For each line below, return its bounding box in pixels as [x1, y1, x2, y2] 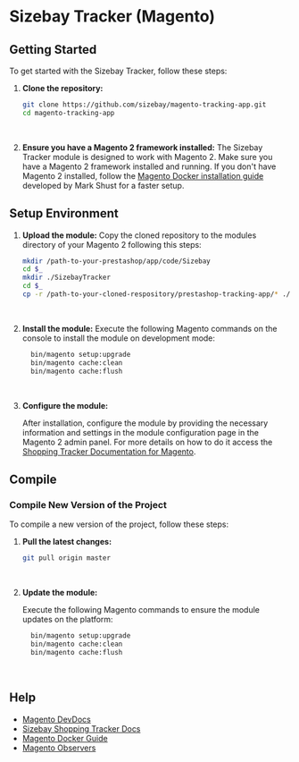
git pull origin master [21, 554, 112, 563]
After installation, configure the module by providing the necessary [21, 418, 269, 428]
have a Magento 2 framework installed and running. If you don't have [21, 161, 277, 172]
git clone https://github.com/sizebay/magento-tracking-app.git [21, 100, 267, 109]
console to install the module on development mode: [21, 333, 216, 343]
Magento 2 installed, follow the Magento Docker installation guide [21, 170, 264, 181]
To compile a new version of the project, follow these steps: [9, 519, 229, 529]
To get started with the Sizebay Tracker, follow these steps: [9, 65, 228, 76]
